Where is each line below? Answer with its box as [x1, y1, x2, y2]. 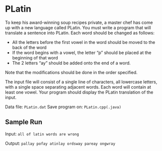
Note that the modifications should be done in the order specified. [5, 69, 138, 75]
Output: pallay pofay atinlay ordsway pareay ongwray [5, 140, 116, 146]
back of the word [12, 44, 47, 50]
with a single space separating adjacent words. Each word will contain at [5, 84, 151, 90]
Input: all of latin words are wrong [5, 131, 79, 137]
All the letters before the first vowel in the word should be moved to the [12, 39, 155, 45]
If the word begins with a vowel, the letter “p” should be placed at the [12, 50, 152, 56]
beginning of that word [12, 55, 59, 60]
